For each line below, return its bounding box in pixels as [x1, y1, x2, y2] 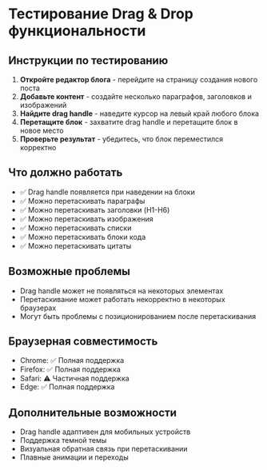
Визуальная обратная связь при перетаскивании [19, 444, 188, 454]
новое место [19, 125, 64, 135]
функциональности [8, 22, 146, 40]
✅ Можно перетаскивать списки [19, 223, 132, 233]
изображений [19, 101, 67, 110]
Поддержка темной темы [19, 436, 107, 445]
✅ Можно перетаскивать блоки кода [19, 232, 146, 241]
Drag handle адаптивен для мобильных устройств [19, 427, 191, 436]
